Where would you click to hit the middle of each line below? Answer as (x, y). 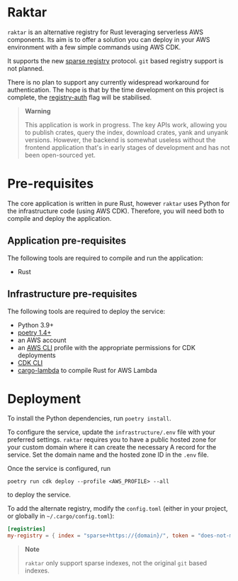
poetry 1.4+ (34, 332)
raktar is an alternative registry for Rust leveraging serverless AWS (106, 32)
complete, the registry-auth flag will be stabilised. (80, 97)
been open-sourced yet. (60, 155)
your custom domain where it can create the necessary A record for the (112, 447)
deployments (37, 355)
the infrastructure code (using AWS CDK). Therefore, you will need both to (116, 211)
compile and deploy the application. (59, 218)
